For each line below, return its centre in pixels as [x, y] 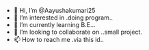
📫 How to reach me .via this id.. [58, 40]
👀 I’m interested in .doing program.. [63, 18]
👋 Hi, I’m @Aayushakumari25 [54, 10]
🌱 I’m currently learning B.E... [54, 25]
